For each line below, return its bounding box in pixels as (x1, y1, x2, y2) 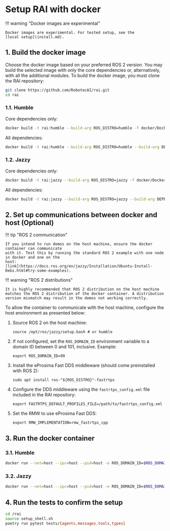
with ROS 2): (12, 368, 39, 374)
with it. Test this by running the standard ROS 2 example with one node (5, 250, 164, 256)
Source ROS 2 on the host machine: (12, 320, 88, 326)
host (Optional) (5, 218, 54, 227)
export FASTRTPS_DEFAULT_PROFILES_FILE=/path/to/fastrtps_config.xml (12, 402, 163, 407)
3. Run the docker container (5, 434, 95, 442)
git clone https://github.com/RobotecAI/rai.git (5, 87, 110, 93)
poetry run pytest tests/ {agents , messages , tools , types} (5, 521, 125, 526)
